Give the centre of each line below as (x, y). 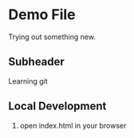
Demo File (42, 15)
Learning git (28, 81)
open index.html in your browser (73, 125)
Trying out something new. (52, 37)
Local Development (57, 106)
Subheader (37, 62)
